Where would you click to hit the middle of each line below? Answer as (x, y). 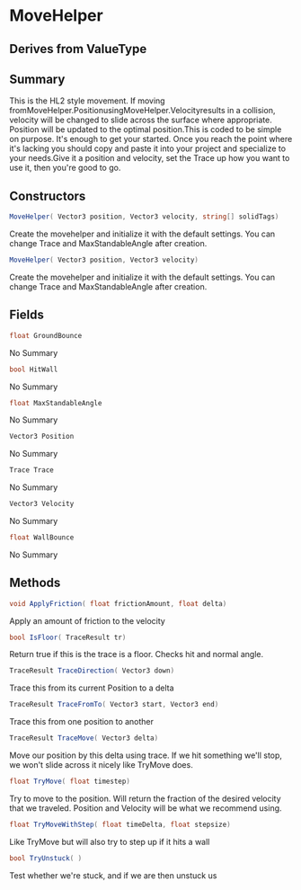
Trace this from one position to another (82, 722)
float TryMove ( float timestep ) (70, 782)
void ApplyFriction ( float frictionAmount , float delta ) (118, 603)
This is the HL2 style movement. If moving (87, 101)
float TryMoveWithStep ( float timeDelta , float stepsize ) (120, 824)
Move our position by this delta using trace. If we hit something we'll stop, (146, 755)
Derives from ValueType (78, 49)
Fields (27, 315)
